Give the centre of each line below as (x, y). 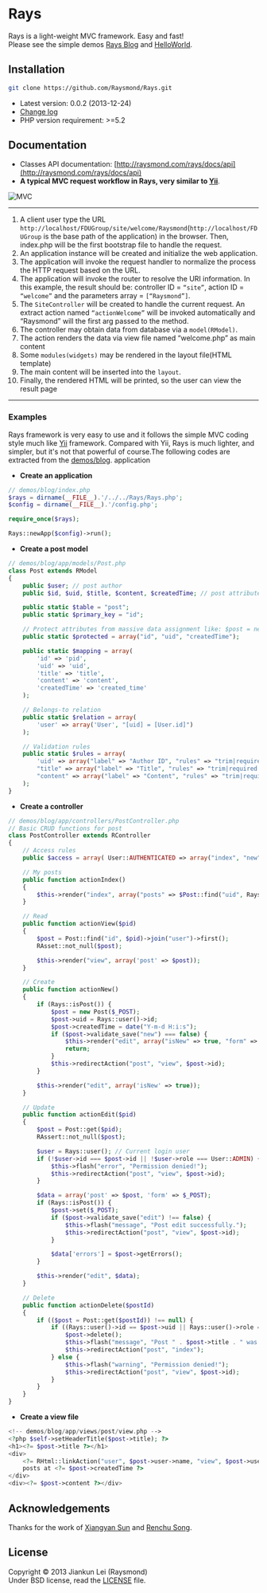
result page (39, 389)
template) (35, 364)
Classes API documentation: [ (68, 164)
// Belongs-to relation (62, 710)
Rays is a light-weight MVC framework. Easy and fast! (96, 36)
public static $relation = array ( (79, 717)
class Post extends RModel (53, 571)
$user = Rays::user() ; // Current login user (114, 1151)
